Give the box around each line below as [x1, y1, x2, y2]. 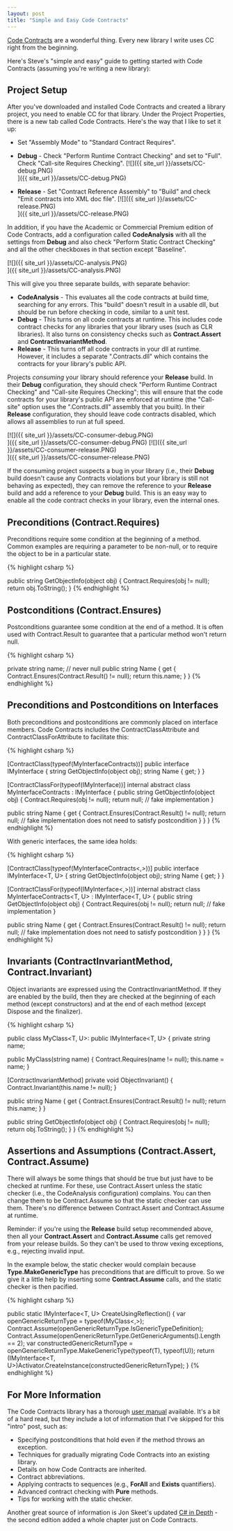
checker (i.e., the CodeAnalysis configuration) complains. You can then [7, 1189, 211, 1198]
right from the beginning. [7, 43, 79, 51]
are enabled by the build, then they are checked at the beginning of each [7, 992, 216, 1001]
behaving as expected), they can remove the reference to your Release [7, 482, 212, 490]
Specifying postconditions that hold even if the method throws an [17, 1436, 205, 1444]
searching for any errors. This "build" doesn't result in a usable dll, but [17, 301, 219, 309]
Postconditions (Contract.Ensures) [7, 604, 162, 616]
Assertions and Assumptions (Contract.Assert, [7, 1145, 216, 1157]
